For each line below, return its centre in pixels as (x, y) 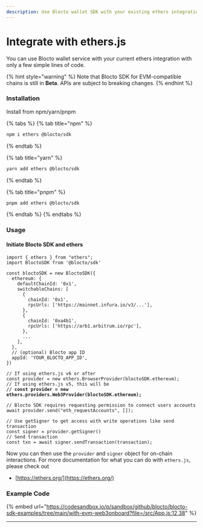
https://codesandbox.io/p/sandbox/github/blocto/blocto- (117, 506)
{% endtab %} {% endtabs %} (44, 214)
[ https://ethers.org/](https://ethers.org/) (65, 478)
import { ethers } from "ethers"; (50, 257)
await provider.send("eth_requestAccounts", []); (70, 410)
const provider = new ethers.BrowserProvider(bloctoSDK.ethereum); (93, 379)
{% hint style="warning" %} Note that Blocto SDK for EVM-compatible (94, 77)
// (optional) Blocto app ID (48, 352)
